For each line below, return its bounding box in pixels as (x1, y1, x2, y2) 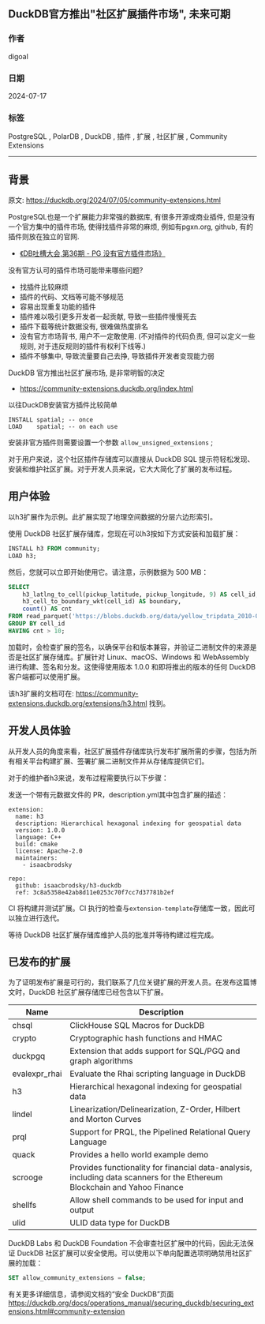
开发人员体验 (8, 724, 71, 737)
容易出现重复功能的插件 (19, 302, 96, 312)
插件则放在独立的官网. (8, 232, 80, 242)
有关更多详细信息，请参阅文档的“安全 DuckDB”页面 (8, 1289, 174, 1299)
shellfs (12, 1199, 37, 1210)
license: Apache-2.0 (15, 847, 83, 855)
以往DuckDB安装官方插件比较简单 (8, 400, 118, 410)
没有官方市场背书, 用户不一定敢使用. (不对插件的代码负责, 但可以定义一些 (19, 332, 256, 341)
